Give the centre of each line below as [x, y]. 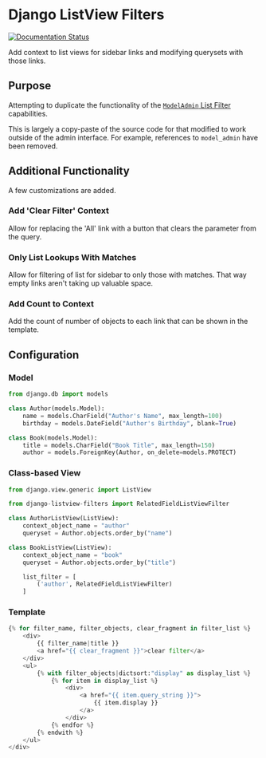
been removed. [33, 146]
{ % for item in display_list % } [104, 681]
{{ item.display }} [126, 703]
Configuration [44, 355]
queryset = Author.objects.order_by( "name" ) [98, 533]
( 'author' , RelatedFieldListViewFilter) [105, 584]
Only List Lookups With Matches [72, 257]
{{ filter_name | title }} [78, 644]
